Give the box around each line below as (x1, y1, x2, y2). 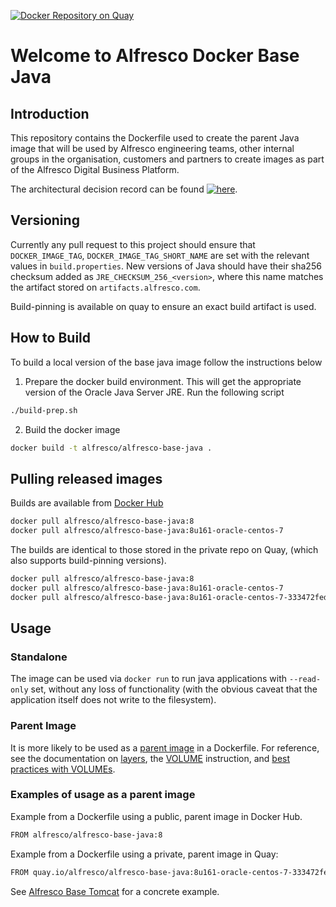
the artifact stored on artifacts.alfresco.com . (10, 281, 201, 293)
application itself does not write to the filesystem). (10, 694, 217, 706)
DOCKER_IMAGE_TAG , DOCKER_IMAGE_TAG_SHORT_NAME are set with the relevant (10, 249, 310, 261)
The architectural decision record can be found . (10, 183, 238, 195)
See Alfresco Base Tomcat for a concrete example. (10, 885, 220, 897)
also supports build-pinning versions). (10, 554, 167, 566)
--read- (289, 675, 322, 685)
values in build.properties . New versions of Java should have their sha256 (10, 260, 322, 272)
